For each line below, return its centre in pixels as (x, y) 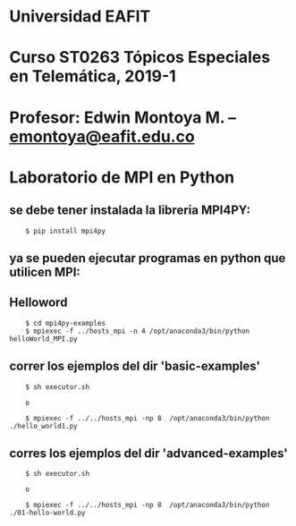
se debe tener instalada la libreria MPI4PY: (130, 211)
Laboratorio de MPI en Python (122, 177)
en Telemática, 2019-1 (93, 76)
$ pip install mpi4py (65, 231)
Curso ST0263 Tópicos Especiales (140, 58)
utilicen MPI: (45, 271)
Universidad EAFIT (80, 17)
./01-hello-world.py (48, 513)
